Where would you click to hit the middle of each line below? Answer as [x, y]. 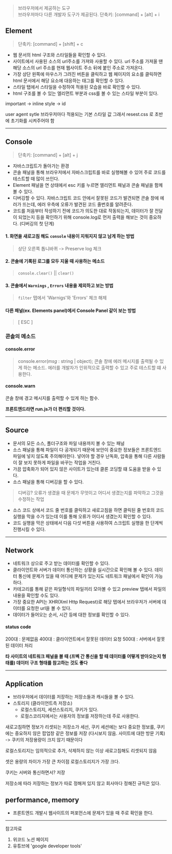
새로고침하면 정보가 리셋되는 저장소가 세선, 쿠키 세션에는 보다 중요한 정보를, [80, 727]
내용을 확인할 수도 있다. [36, 595]
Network [20, 550]
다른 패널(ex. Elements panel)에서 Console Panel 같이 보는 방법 [71, 310]
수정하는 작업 [31, 499]
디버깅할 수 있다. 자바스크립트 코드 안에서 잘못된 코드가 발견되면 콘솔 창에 [86, 198]
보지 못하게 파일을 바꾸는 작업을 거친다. [63, 462]
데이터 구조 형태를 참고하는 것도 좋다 [52, 663]
